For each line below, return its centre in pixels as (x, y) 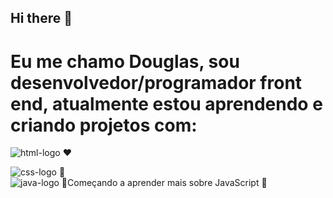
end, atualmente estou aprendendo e (166, 103)
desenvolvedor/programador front (156, 82)
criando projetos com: (104, 125)
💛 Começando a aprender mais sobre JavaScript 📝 (164, 183)
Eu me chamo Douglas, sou (125, 61)
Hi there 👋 (41, 18)
